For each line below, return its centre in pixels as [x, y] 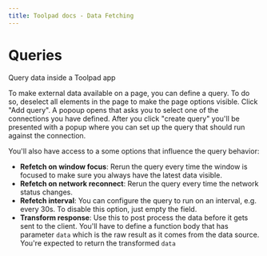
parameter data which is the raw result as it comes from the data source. [139, 234]
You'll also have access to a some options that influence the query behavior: [134, 151]
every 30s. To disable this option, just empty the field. [108, 209]
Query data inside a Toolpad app [62, 78]
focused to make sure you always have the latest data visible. [121, 175]
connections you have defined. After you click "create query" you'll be [124, 118]
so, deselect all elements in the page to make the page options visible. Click [133, 102]
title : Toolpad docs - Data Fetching [71, 16]
